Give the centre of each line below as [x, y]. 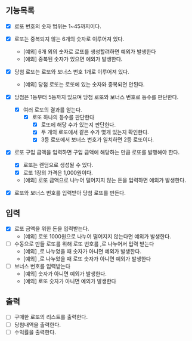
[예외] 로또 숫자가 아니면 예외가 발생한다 [70, 281]
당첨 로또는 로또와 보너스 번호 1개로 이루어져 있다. [72, 72]
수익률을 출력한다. [35, 332]
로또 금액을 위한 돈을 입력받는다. [52, 229]
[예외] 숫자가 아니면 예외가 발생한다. [65, 274]
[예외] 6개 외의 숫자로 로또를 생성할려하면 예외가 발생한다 [89, 51]
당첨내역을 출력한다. [37, 324]
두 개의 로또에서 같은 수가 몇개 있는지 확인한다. [95, 132]
